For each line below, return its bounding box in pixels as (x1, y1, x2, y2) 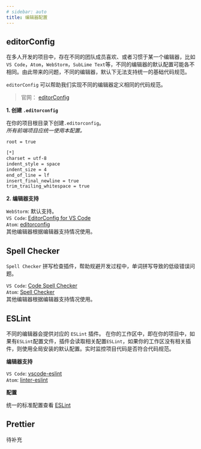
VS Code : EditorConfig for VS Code (6, 215, 91, 222)
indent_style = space (6, 160, 61, 167)
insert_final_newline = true (6, 178, 79, 184)
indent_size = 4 (6, 166, 47, 173)
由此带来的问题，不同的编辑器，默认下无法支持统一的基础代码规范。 (22, 69, 190, 76)
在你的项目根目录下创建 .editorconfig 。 (6, 120, 105, 127)
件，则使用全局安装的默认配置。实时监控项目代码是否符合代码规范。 (6, 345, 175, 352)
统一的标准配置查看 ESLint (6, 401, 71, 409)
